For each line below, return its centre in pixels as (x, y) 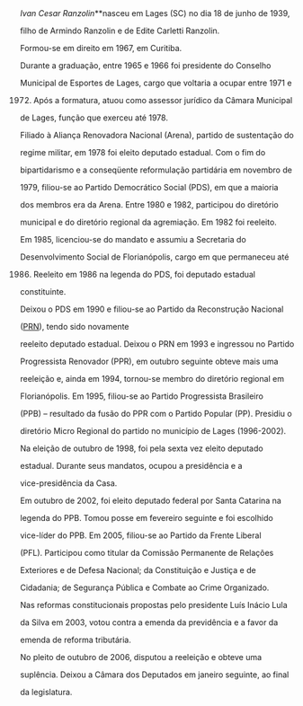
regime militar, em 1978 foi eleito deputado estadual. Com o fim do (143, 152)
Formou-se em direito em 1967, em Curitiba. (101, 48)
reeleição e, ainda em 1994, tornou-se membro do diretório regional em (152, 379)
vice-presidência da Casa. (69, 483)
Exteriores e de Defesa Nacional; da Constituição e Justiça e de (138, 570)
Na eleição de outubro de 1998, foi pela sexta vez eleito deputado (142, 448)
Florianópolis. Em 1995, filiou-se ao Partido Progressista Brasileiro (142, 396)
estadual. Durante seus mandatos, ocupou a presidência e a (131, 466)
